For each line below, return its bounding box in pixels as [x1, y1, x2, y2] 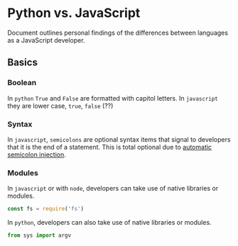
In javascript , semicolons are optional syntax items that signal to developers [7, 135, 231, 143]
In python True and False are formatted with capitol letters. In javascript [7, 94, 219, 102]
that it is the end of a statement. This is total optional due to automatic [7, 142, 212, 151]
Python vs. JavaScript [7, 5, 141, 21]
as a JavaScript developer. [7, 35, 85, 44]
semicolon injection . [7, 150, 66, 159]
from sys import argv [7, 232, 72, 239]
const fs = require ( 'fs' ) [7, 206, 84, 213]
